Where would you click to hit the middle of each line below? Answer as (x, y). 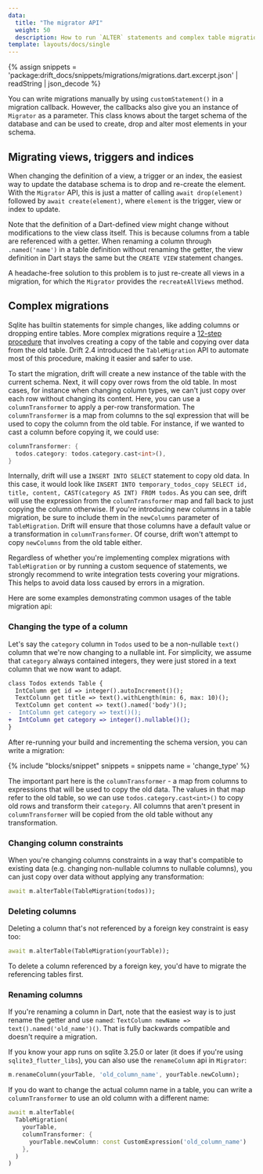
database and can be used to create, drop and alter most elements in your (128, 124)
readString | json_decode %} (54, 84)
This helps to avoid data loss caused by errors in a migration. (106, 583)
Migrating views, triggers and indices (101, 157)
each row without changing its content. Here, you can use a (104, 398)
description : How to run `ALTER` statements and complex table (120, 37)
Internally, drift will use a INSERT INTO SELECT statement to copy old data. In (129, 476)
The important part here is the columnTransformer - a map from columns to (128, 781)
